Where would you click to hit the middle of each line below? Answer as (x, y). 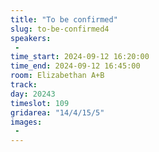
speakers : (31, 38)
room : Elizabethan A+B (57, 76)
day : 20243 (33, 94)
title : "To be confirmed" (64, 19)
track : (24, 85)
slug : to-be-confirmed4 (60, 29)
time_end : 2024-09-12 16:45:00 (75, 66)
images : (26, 122)
